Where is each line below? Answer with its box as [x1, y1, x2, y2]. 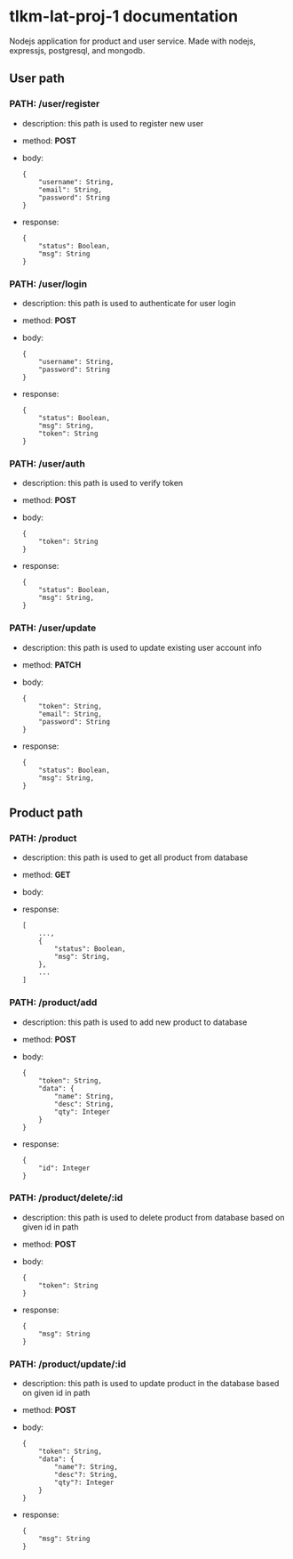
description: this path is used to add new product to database [21, 1017, 248, 1027]
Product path [9, 805, 83, 820]
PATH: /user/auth [9, 457, 86, 469]
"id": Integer [38, 1164, 91, 1173]
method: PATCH [21, 659, 82, 670]
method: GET [21, 870, 71, 881]
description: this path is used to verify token [21, 478, 184, 489]
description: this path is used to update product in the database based [21, 1378, 280, 1389]
